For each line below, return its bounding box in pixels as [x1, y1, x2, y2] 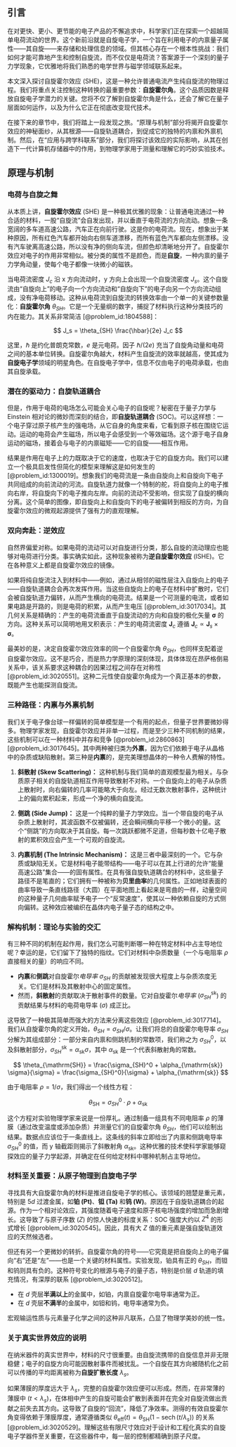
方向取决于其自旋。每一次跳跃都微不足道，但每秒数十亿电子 [48, 826, 221, 835]
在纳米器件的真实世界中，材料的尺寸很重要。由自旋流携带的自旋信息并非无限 [7, 1350, 229, 1358]
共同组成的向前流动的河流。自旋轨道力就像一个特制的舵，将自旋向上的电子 [7, 480, 223, 488]
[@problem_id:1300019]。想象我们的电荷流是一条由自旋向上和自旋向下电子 [7, 472, 224, 480]
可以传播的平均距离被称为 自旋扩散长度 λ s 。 [7, 1368, 133, 1378]
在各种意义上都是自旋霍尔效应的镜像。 [7, 561, 118, 569]
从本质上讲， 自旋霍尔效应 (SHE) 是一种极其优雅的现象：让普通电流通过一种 [7, 207, 225, 216]
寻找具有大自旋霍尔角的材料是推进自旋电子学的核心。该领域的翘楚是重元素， [7, 1188, 229, 1197]
